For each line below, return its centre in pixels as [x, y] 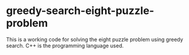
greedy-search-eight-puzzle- [80, 11]
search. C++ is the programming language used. [65, 46]
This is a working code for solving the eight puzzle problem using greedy [95, 39]
